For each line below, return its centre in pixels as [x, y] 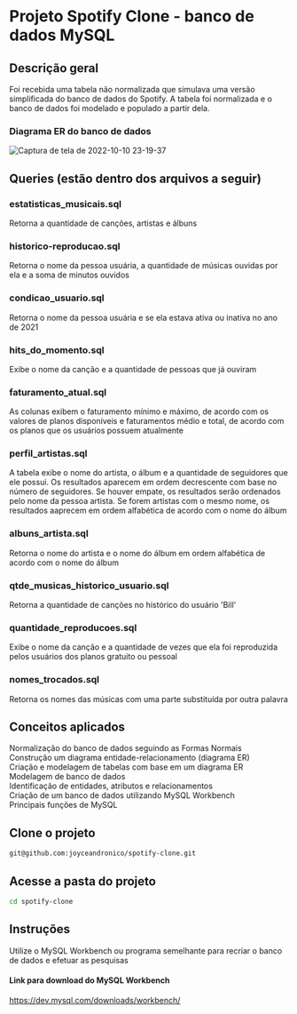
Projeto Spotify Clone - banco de [132, 16]
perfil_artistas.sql [48, 453]
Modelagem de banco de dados [67, 777]
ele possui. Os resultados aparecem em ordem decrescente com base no [143, 483]
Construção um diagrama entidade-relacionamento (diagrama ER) [129, 758]
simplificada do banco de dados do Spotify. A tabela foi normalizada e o [141, 99]
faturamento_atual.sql [58, 392]
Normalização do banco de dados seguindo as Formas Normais [125, 748]
